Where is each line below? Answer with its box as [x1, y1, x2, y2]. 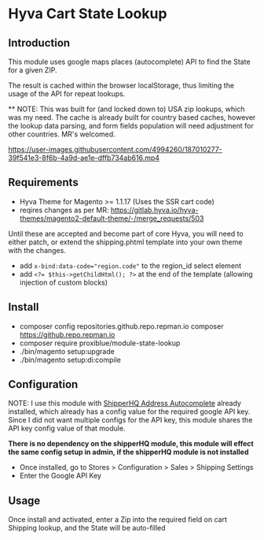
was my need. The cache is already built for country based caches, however [8, 113, 256, 122]
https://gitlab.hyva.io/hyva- [110, 205, 199, 214]
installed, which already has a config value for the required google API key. [8, 407, 251, 416]
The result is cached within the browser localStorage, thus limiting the [8, 80, 234, 90]
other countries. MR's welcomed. [8, 129, 115, 139]
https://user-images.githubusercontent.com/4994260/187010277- [8, 145, 222, 154]
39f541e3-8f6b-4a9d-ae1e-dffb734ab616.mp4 [8, 153, 159, 162]
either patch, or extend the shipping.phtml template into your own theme [8, 237, 243, 247]
